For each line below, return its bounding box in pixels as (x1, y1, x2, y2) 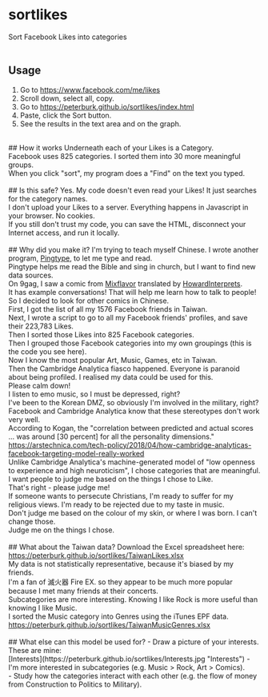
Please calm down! (8, 380, 71, 390)
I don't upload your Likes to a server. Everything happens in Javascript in (8, 202, 249, 212)
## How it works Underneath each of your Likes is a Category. (8, 142, 214, 153)
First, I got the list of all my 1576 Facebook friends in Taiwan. (8, 304, 208, 313)
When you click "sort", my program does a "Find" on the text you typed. (8, 168, 246, 177)
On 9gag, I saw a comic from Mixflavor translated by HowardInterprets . (8, 278, 243, 289)
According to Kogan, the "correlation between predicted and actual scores (8, 423, 254, 432)
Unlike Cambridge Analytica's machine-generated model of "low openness (8, 457, 256, 467)
